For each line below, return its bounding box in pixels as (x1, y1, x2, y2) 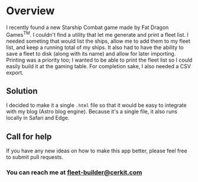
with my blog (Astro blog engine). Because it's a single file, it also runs (6, 108, 177, 115)
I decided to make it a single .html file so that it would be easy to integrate (6, 102, 187, 109)
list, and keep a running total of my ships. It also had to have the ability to (6, 43, 184, 51)
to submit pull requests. (6, 154, 64, 161)
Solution (6, 86, 38, 96)
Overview (6, 4, 55, 18)
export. (6, 69, 24, 76)
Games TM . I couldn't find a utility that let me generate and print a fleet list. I (6, 30, 189, 38)
